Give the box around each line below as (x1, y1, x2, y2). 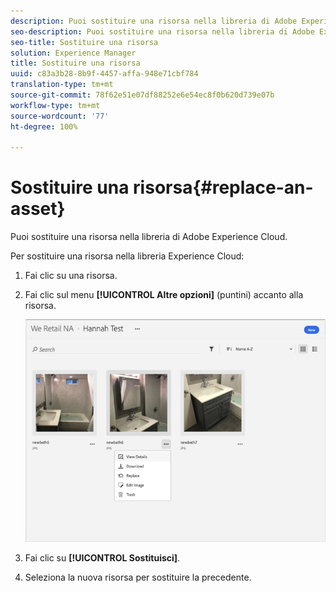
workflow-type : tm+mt (10, 100, 101, 110)
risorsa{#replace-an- (133, 176, 314, 199)
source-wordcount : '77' (10, 111, 110, 121)
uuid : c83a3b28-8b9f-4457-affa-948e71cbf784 (10, 69, 199, 79)
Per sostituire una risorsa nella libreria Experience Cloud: (10, 250, 245, 262)
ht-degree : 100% (10, 121, 78, 132)
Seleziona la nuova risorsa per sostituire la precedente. (24, 571, 252, 584)
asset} (10, 198, 66, 220)
